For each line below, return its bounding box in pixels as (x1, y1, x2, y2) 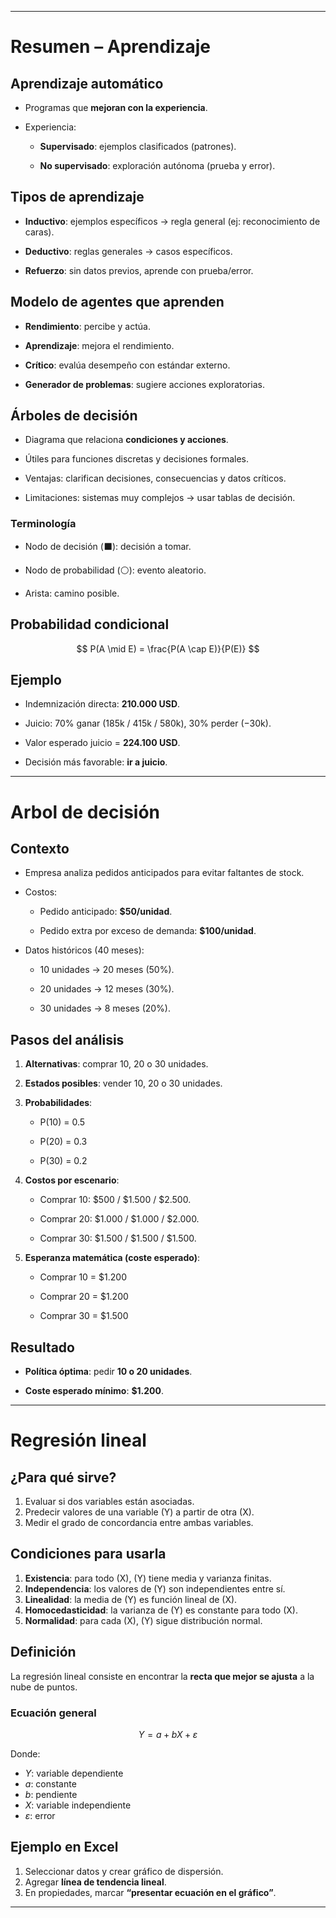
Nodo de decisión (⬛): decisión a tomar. (24, 540, 192, 552)
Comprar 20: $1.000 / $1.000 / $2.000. (39, 1213, 200, 1225)
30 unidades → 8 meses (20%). (39, 1002, 172, 1015)
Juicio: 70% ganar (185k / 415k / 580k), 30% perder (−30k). (24, 717, 272, 730)
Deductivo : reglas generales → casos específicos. (24, 245, 233, 257)
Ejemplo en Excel (10, 1839, 119, 1856)
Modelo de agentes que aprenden (10, 294, 225, 311)
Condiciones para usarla (10, 1546, 167, 1563)
